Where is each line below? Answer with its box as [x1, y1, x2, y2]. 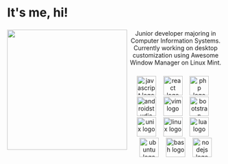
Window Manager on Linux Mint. [129, 58, 222, 67]
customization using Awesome [132, 51, 219, 60]
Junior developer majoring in [135, 30, 216, 38]
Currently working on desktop [133, 44, 218, 52]
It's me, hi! [7, 5, 68, 21]
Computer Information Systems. [130, 36, 221, 45]
